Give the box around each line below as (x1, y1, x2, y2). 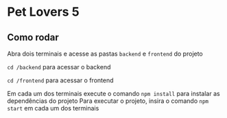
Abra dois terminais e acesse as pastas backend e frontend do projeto (7, 49, 204, 58)
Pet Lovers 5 (7, 4, 80, 20)
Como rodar (7, 32, 60, 43)
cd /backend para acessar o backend (7, 63, 111, 71)
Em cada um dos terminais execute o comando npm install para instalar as (7, 90, 221, 97)
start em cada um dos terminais (7, 104, 99, 112)
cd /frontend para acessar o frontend (7, 76, 115, 84)
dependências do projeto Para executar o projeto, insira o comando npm (7, 97, 209, 105)
